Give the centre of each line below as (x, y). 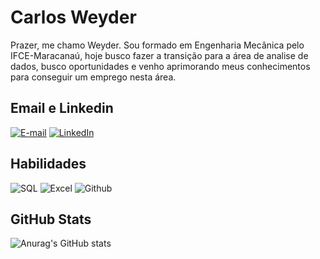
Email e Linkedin (62, 108)
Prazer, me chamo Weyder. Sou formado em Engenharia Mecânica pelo (157, 45)
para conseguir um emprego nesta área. (93, 77)
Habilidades (48, 164)
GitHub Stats (51, 219)
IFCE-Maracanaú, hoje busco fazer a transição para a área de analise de (159, 55)
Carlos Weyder (73, 17)
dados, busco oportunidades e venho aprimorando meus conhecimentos (160, 66)
